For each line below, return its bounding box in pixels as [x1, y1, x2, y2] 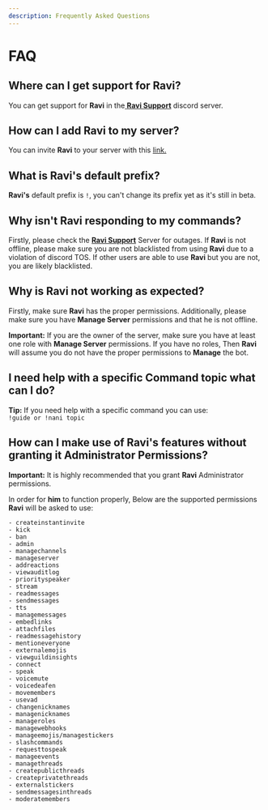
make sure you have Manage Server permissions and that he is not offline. [8, 314, 257, 324]
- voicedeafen [8, 681, 57, 689]
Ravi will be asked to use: [8, 503, 94, 513]
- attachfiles [8, 625, 57, 633]
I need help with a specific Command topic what [8, 371, 256, 385]
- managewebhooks [8, 724, 67, 732]
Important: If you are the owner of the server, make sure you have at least [8, 330, 256, 340]
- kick [8, 526, 31, 534]
